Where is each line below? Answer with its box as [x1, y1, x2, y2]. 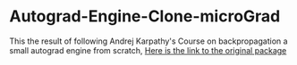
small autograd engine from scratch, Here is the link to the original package [9, 45, 287, 55]
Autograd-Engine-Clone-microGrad [9, 6, 281, 27]
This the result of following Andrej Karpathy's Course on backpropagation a [9, 36, 288, 46]
